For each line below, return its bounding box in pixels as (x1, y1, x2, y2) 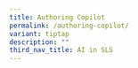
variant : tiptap (9, 29, 69, 38)
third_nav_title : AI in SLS (9, 46, 114, 55)
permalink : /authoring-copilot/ (9, 21, 129, 30)
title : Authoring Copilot (9, 12, 105, 22)
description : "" (9, 37, 69, 47)
